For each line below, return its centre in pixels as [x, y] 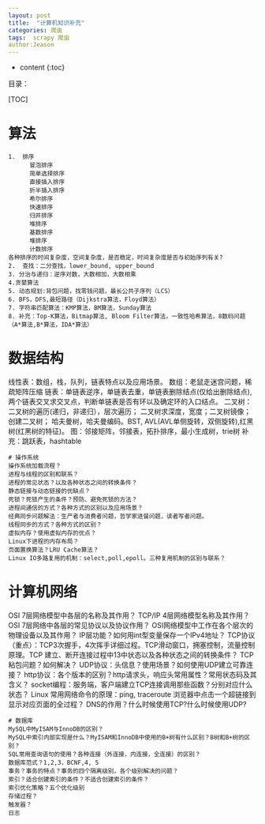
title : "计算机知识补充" [47, 23]
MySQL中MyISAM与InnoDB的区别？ [56, 729]
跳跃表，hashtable [52, 441]
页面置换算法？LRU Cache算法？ [54, 550]
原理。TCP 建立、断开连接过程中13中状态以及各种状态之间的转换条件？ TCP [131, 655]
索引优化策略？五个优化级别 [47, 788]
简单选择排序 [47, 174]
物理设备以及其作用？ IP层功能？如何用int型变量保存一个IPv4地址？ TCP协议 [132, 635]
